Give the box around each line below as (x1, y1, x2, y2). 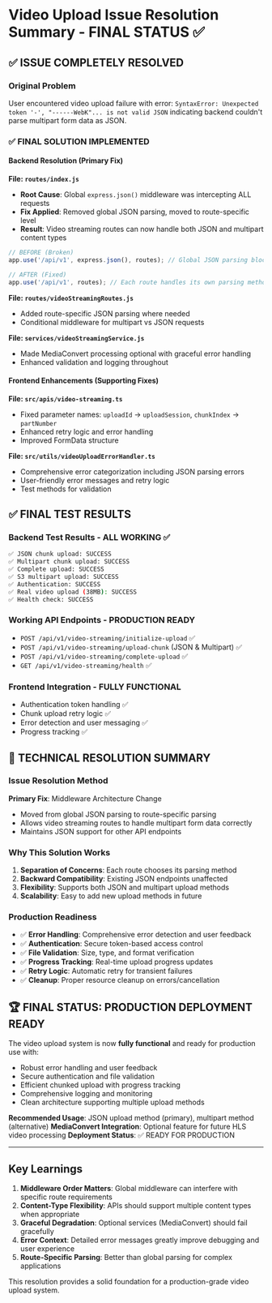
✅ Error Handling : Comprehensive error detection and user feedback (19, 930, 252, 940)
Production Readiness (8, 911, 97, 923)
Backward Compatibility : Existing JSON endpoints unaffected (19, 874, 228, 884)
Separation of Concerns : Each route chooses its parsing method (19, 865, 237, 875)
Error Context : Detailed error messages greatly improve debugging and (19, 1235, 260, 1245)
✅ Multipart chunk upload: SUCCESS (8, 558, 130, 566)
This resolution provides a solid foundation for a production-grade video (8, 1277, 249, 1287)
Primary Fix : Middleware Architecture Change (8, 793, 162, 804)
